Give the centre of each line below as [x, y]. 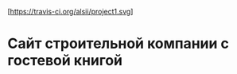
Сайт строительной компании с [118, 44]
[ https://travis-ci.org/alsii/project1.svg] [70, 12]
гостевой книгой [65, 61]
